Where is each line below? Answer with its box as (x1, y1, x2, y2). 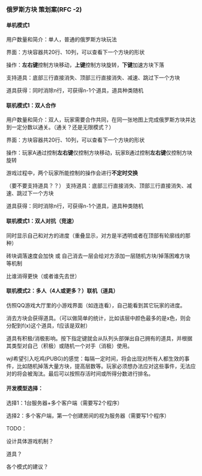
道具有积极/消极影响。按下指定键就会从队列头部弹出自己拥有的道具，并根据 (6, 334, 193, 342)
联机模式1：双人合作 (6, 101, 57, 109)
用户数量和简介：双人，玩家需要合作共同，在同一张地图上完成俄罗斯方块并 (6, 116, 191, 124)
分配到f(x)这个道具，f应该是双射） (6, 322, 91, 329)
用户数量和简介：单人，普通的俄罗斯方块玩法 (6, 36, 117, 43)
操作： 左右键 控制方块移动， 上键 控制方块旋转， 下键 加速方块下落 (6, 61, 164, 68)
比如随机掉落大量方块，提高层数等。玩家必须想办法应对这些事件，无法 (16, 362, 191, 370)
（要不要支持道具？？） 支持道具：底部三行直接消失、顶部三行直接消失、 (6, 182, 187, 190)
